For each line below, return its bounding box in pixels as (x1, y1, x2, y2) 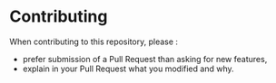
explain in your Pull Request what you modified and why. (22, 63, 234, 74)
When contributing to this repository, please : (9, 36, 179, 47)
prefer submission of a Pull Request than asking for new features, (22, 53, 268, 64)
